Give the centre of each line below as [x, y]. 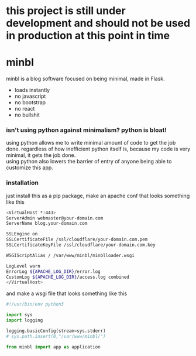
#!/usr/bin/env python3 [35, 304]
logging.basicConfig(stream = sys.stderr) [56, 331]
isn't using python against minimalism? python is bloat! [86, 130]
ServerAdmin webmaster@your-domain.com [55, 218]
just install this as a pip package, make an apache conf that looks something [98, 196]
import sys [19, 315]
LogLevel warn [23, 266]
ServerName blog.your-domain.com [47, 224]
